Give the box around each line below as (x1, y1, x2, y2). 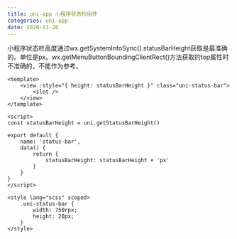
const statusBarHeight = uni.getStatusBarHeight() (7, 119, 160, 127)
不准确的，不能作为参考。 (7, 62, 82, 70)
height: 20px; (33, 213, 75, 221)
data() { (20, 144, 46, 152)
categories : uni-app (7, 17, 69, 24)
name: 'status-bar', (20, 138, 81, 146)
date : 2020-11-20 (7, 23, 59, 31)
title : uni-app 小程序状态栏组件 (7, 10, 98, 18)
